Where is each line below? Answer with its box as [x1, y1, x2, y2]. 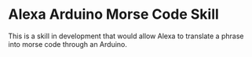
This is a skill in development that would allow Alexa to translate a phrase [8, 31, 244, 41]
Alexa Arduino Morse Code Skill [8, 5, 220, 23]
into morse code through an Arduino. [8, 39, 127, 48]
